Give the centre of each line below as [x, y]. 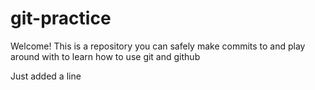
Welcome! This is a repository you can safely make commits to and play [158, 46]
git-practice [61, 18]
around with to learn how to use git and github [105, 56]
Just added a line [46, 76]
